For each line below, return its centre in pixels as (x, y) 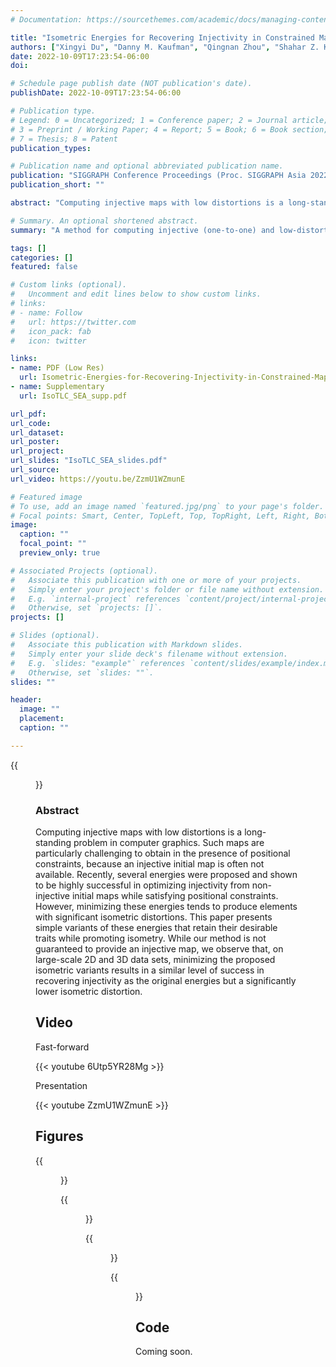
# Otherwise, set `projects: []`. (86, 608)
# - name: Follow (46, 312)
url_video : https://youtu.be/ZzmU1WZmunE (98, 479)
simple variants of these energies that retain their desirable (156, 928)
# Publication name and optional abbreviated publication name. (147, 166)
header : (26, 700)
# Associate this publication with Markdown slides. (127, 645)
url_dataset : (37, 432)
